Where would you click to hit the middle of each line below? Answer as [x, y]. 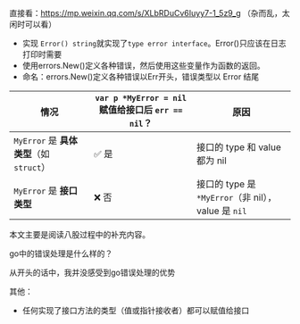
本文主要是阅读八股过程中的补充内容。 [79, 234]
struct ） [32, 167]
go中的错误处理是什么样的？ [61, 253]
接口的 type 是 [226, 184]
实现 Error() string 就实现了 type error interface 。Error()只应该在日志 [154, 43]
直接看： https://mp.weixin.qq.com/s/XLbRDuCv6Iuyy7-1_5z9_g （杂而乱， [146, 13]
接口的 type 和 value [238, 147]
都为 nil [212, 161]
